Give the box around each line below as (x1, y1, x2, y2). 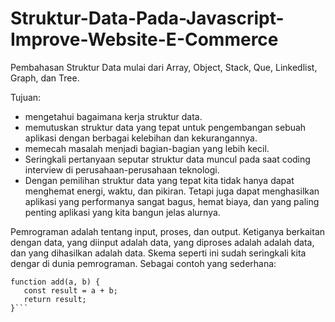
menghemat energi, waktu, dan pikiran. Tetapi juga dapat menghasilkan (24, 185, 320, 197)
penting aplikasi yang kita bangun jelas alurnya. (24, 206, 221, 218)
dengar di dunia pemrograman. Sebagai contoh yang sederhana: (10, 257, 277, 269)
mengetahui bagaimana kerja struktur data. (24, 110, 203, 122)
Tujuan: (10, 91, 42, 103)
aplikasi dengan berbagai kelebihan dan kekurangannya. (24, 132, 258, 144)
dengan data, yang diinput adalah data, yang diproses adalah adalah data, (10, 236, 315, 248)
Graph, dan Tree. (10, 72, 80, 84)
